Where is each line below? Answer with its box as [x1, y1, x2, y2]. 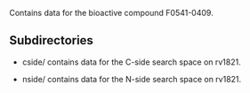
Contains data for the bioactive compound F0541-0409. [9, 8, 214, 18]
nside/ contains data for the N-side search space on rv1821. [21, 74, 242, 84]
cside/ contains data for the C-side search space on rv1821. [21, 57, 242, 67]
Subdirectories [9, 33, 93, 48]
